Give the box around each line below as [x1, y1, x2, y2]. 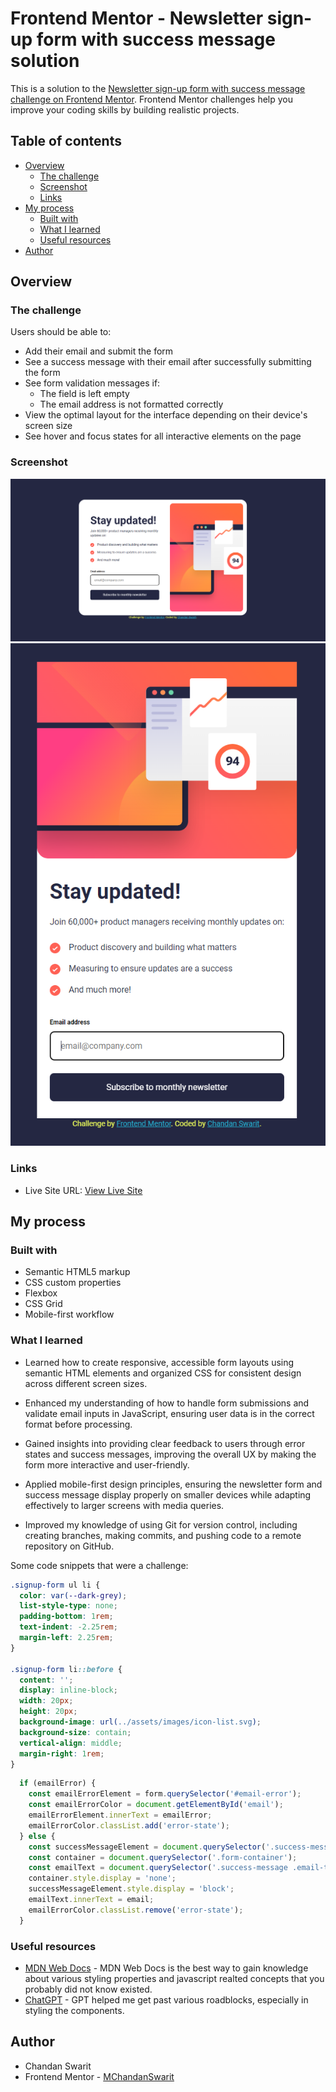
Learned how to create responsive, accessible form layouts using [24, 1356, 295, 1368]
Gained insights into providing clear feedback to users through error [24, 1437, 306, 1449]
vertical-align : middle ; [19, 1738, 123, 1748]
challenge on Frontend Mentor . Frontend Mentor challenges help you [10, 93, 293, 105]
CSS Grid [24, 1298, 63, 1310]
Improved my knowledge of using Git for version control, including [24, 1518, 298, 1531]
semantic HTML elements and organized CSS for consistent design [24, 1367, 302, 1379]
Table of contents [10, 133, 122, 150]
